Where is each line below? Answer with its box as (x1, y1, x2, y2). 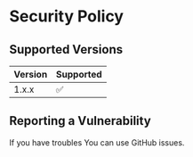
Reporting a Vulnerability (9, 113, 151, 128)
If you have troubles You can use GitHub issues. (9, 136, 185, 148)
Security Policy (9, 6, 125, 27)
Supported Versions (9, 42, 123, 57)
